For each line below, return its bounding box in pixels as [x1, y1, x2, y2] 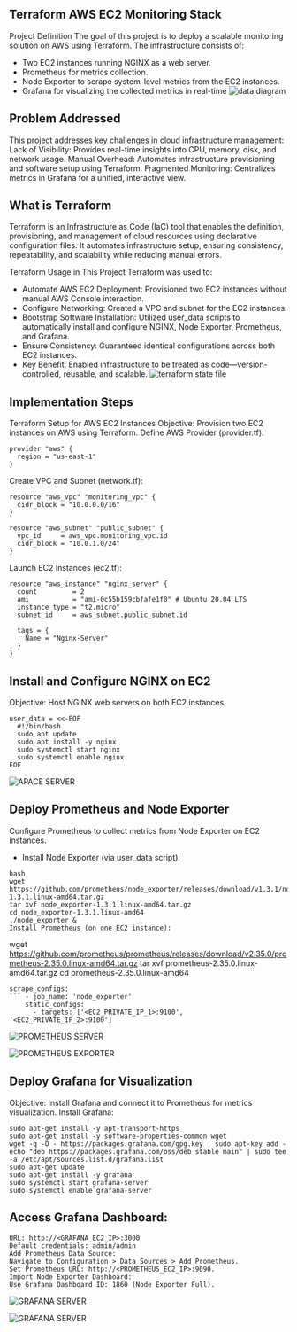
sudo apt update [17, 730, 77, 739]
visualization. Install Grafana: [9, 1107, 114, 1118]
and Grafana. [21, 331, 71, 342]
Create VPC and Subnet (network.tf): [9, 476, 143, 487]
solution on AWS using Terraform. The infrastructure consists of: [9, 40, 245, 51]
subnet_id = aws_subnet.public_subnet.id [17, 611, 188, 619]
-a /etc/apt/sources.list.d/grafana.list [9, 1155, 164, 1164]
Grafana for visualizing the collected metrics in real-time [21, 85, 227, 96]
